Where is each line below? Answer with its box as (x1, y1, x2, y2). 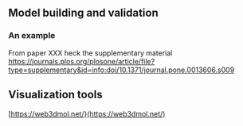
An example (8, 30, 56, 41)
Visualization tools (8, 88, 103, 101)
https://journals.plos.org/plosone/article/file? (8, 56, 155, 66)
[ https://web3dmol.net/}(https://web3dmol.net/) (8, 109, 166, 118)
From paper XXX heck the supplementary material (8, 48, 173, 58)
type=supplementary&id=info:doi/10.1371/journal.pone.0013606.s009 (8, 65, 235, 74)
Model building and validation (8, 6, 159, 20)
